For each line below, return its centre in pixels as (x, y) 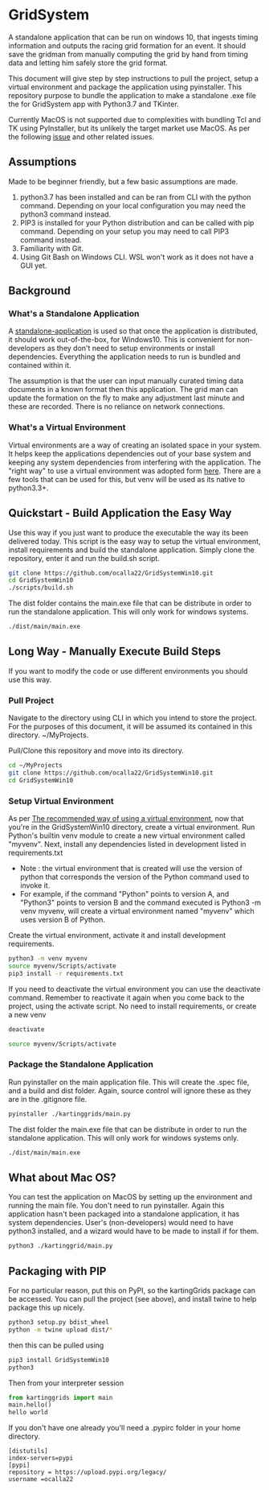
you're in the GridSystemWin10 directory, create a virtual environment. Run (132, 828)
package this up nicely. (47, 1307)
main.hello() (30, 1405)
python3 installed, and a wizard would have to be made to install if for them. (134, 1231)
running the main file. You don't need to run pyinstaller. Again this (116, 1206)
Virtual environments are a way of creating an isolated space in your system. (135, 445)
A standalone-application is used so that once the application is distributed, (133, 331)
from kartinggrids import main (61, 1397)
